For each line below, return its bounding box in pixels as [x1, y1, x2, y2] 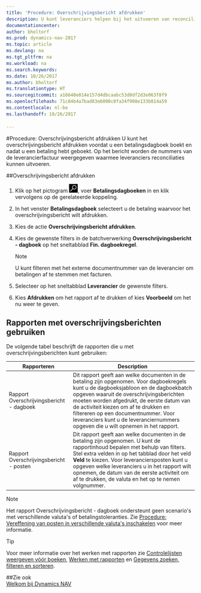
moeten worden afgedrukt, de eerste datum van [72, 397, 190, 404]
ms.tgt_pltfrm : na [6, 54, 52, 60]
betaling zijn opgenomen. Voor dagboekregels [72, 378, 187, 385]
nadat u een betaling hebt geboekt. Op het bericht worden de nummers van [6, 147, 193, 154]
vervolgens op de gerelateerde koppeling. [14, 193, 118, 201]
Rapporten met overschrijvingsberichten [6, 317, 162, 327]
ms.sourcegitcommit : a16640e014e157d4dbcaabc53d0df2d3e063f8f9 [6, 92, 167, 99]
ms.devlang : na [6, 48, 44, 54]
